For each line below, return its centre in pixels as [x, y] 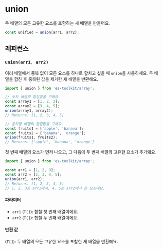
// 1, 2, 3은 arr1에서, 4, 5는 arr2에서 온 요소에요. [55, 188]
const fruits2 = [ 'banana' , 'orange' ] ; [45, 133]
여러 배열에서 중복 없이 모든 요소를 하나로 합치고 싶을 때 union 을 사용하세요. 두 [79, 73]
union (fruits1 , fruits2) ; [31, 137]
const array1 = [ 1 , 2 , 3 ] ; [32, 102]
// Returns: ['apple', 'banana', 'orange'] [50, 142]
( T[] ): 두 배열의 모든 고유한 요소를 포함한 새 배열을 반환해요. [62, 241]
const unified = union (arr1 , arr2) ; [42, 32]
